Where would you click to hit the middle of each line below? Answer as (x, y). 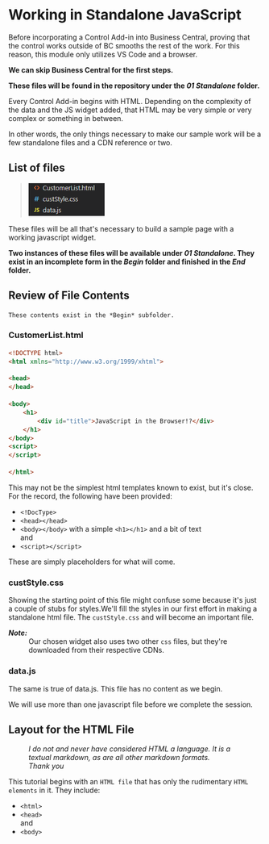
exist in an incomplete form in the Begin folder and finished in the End (127, 261)
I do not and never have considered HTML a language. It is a (130, 749)
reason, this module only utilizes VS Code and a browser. (103, 54)
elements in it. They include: (54, 790)
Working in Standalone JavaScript (125, 15)
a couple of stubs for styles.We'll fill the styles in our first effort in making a (133, 609)
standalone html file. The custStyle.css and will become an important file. (131, 617)
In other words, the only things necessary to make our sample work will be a (135, 134)
